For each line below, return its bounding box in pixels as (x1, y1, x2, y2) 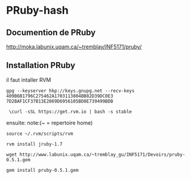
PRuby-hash (6, 4, 69, 17)
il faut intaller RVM (6, 76, 51, 84)
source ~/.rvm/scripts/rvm (6, 131, 73, 137)
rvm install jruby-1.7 (6, 141, 63, 147)
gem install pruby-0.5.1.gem (6, 167, 79, 173)
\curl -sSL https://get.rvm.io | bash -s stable (8, 109, 133, 115)
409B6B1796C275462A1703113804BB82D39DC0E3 (6, 93, 113, 99)
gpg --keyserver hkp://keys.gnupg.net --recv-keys (6, 88, 135, 94)
